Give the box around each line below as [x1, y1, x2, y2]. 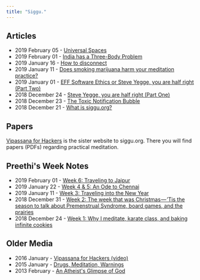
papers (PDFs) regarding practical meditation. [6, 144, 119, 151]
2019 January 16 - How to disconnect [14, 59, 107, 66]
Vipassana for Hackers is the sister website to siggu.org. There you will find [6, 137, 192, 144]
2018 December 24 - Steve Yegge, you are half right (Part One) [14, 91, 170, 99]
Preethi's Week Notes [6, 161, 89, 171]
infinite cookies [14, 221, 53, 229]
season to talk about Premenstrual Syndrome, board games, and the [14, 202, 183, 209]
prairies [14, 209, 34, 216]
